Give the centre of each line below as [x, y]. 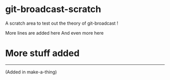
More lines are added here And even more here [54, 33]
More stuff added [42, 53]
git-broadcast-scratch [53, 9]
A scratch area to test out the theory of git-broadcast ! [62, 23]
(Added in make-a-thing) [31, 72]
